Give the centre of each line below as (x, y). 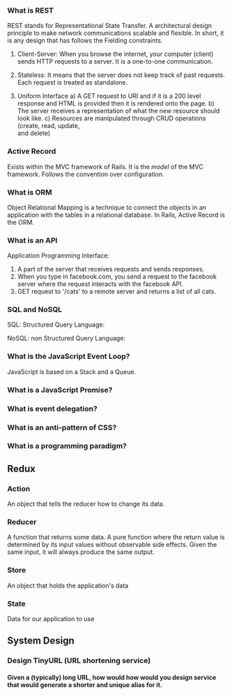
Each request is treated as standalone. (72, 83)
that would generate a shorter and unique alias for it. (85, 685)
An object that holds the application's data (68, 585)
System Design (41, 641)
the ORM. (21, 222)
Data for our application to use (51, 619)
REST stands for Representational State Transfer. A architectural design (110, 26)
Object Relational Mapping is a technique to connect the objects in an (107, 207)
